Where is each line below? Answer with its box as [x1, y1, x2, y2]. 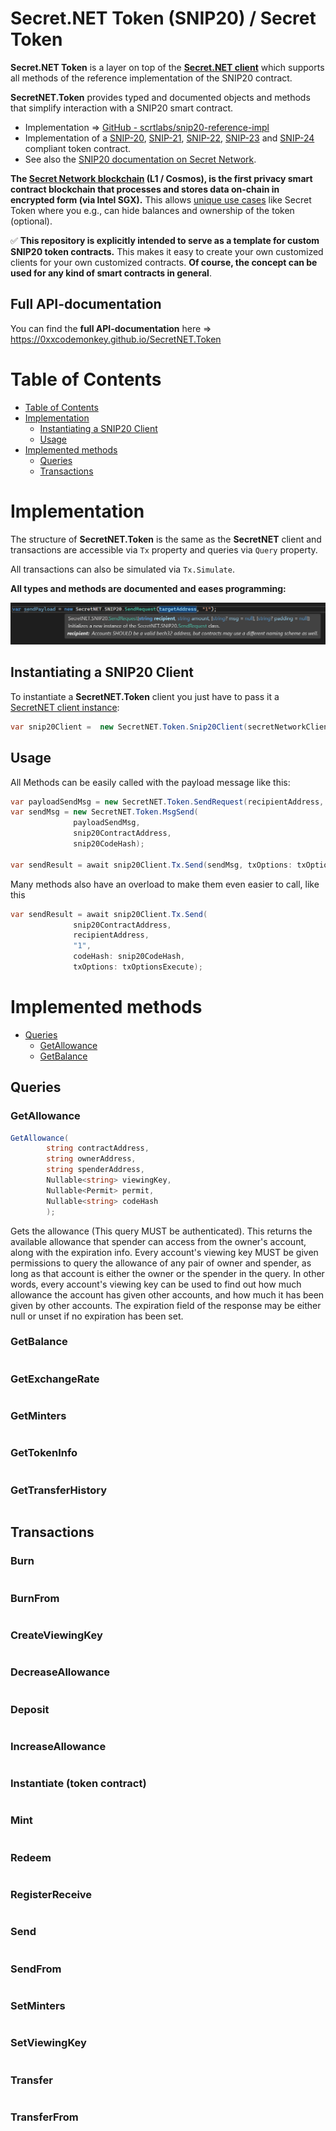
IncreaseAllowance [10, 1739, 107, 1753]
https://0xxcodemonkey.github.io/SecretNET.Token [10, 333, 222, 345]
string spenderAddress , [46, 1165, 145, 1175]
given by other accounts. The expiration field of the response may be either [10, 1299, 322, 1311]
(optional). [10, 215, 53, 227]
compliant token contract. [24, 142, 132, 154]
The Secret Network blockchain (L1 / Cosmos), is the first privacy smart [10, 172, 313, 184]
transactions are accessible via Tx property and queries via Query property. [10, 543, 318, 556]
